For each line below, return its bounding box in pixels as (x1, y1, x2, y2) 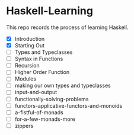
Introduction (14, 35, 45, 42)
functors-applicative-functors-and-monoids (14, 102, 123, 109)
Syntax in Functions (14, 55, 63, 63)
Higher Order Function (14, 69, 70, 76)
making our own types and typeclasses (14, 82, 111, 89)
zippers (14, 122, 34, 129)
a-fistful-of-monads (14, 108, 63, 116)
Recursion (14, 62, 40, 69)
